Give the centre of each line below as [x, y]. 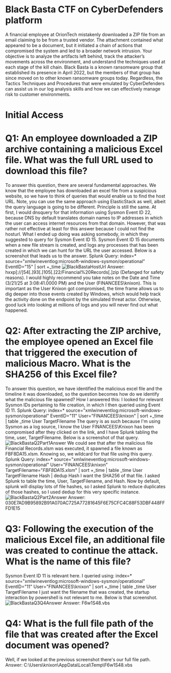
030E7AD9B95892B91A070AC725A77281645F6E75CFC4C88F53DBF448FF [85, 503]
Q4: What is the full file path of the [79, 624]
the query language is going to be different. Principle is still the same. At [81, 207]
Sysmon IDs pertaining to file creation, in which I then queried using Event [83, 405]
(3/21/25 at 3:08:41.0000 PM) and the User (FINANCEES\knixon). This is [81, 283]
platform [24, 20]
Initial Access [34, 115]
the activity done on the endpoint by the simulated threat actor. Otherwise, [83, 299]
